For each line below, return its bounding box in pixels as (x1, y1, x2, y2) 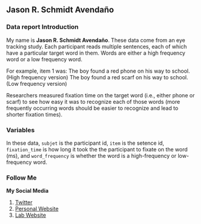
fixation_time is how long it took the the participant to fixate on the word (6, 145, 188, 153)
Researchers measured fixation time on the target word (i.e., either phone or (6, 91, 195, 98)
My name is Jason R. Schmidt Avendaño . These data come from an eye (6, 36, 185, 44)
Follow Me (6, 174, 37, 182)
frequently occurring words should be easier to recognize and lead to (6, 104, 179, 112)
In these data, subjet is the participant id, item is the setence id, (6, 139, 164, 147)
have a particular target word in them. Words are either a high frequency (6, 49, 185, 56)
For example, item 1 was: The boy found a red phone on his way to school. (6, 67, 190, 74)
